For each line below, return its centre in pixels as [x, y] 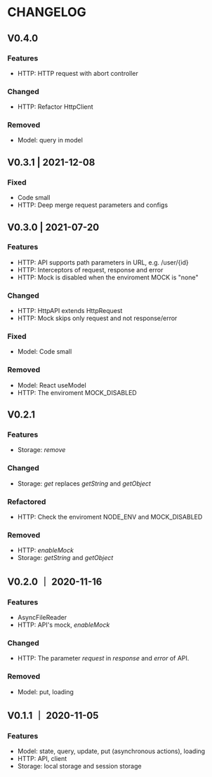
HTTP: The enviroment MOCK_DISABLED [77, 392]
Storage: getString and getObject [65, 558]
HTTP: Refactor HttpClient [55, 107]
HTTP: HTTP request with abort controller [78, 73]
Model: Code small [45, 352]
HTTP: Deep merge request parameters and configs [93, 205]
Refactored [27, 501]
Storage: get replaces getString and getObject [84, 483]
